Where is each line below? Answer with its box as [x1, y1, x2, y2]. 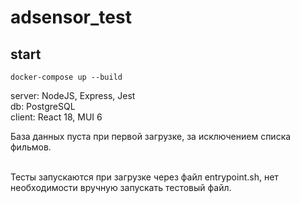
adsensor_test [10, 6, 132, 29]
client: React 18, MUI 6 [10, 111, 103, 123]
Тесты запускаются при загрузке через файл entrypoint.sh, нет [10, 171, 279, 183]
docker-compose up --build [10, 72, 123, 82]
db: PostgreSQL [10, 101, 76, 112]
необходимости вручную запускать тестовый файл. [10, 182, 232, 193]
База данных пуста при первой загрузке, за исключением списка [10, 131, 292, 142]
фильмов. [10, 141, 52, 153]
